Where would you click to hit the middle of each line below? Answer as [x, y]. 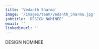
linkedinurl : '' [22, 28]
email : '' [16, 24]
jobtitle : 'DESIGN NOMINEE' [35, 19]
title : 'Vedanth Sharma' [31, 10]
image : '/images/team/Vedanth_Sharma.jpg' [50, 14]
